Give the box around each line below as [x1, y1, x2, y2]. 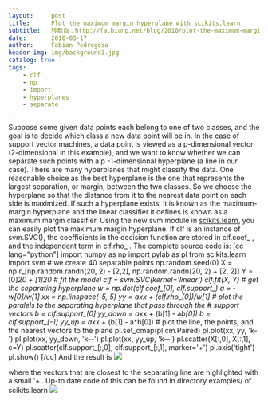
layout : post [8, 11, 66, 20]
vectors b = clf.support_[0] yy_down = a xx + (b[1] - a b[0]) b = [8, 309, 211, 319]
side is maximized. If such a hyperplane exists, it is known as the [8, 199, 221, 208]
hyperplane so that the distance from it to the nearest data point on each [8, 191, 247, 200]
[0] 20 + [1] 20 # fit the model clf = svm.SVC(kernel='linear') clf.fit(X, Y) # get [8, 275, 259, 285]
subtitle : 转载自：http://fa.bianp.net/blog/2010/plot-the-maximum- [8, 26, 243, 34]
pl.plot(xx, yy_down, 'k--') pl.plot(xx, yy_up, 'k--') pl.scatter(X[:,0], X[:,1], [14, 334, 251, 344]
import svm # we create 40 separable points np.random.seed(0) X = [8, 258, 233, 268]
